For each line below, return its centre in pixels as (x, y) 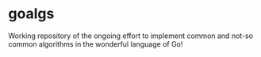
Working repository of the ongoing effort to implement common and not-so (131, 36)
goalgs (31, 14)
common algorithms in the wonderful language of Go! (96, 44)
